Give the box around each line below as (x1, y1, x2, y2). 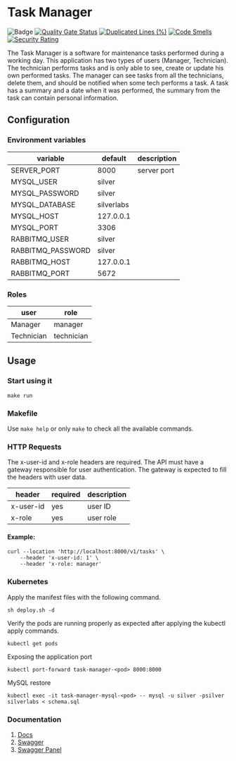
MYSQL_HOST (11, 211, 60, 221)
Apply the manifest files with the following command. (7, 593, 162, 601)
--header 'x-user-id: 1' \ (20, 555, 99, 562)
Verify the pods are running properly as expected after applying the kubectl (7, 619, 226, 627)
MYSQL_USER (11, 177, 58, 187)
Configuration (7, 114, 70, 126)
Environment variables (7, 135, 86, 145)
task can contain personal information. (7, 93, 119, 102)
